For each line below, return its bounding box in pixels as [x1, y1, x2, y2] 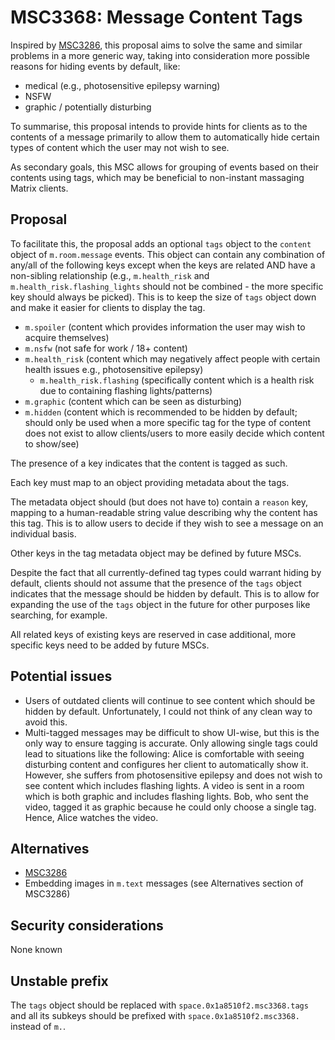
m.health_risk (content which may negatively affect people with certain [24, 352, 321, 365]
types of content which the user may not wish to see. [10, 141, 230, 153]
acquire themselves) [24, 331, 110, 343]
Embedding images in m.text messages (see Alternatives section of [24, 877, 304, 890]
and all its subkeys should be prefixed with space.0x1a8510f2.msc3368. [10, 1010, 300, 1021]
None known [10, 944, 63, 956]
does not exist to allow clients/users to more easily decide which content [24, 427, 325, 439]
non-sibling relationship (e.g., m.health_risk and [10, 269, 210, 281]
